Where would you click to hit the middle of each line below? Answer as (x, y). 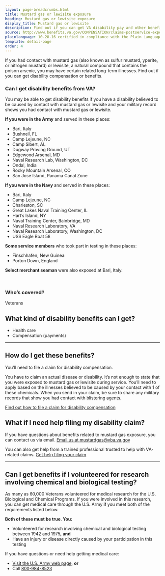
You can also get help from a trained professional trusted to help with (75, 449)
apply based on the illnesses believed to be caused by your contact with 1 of (82, 387)
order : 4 (14, 46)
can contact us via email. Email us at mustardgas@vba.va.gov (68, 439)
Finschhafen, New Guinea (38, 255)
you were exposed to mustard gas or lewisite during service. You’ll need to (81, 382)
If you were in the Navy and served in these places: (57, 185)
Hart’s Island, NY (29, 215)
